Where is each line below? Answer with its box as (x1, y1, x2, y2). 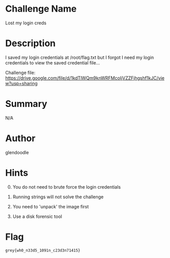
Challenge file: (5, 69, 36, 76)
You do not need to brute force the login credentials (12, 183, 121, 190)
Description (5, 38, 56, 49)
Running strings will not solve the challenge (12, 194, 104, 200)
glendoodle (5, 149, 29, 155)
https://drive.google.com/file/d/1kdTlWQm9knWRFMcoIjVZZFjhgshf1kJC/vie (5, 75, 165, 81)
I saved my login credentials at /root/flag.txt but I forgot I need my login (5, 54, 154, 60)
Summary (5, 98, 47, 109)
